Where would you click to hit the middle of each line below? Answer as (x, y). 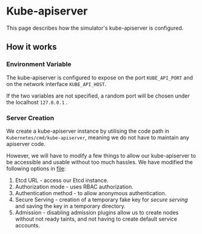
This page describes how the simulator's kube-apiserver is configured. (95, 28)
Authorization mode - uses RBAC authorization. (74, 187)
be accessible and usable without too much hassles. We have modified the (99, 162)
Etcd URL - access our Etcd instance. (62, 180)
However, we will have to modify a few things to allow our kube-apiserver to (101, 155)
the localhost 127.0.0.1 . (37, 102)
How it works (32, 47)
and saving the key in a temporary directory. (70, 206)
